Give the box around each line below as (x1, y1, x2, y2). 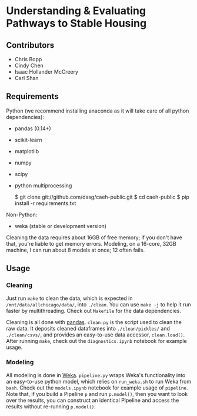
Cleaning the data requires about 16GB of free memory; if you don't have (6, 234, 182, 241)
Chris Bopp (14, 56, 42, 62)
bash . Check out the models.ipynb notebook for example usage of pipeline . (6, 384, 188, 391)
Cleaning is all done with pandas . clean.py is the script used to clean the (6, 318, 182, 325)
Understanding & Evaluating (6, 4, 146, 18)
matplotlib (14, 147, 39, 154)
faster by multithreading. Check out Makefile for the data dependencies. (6, 307, 181, 314)
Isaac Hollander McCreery (14, 68, 78, 75)
